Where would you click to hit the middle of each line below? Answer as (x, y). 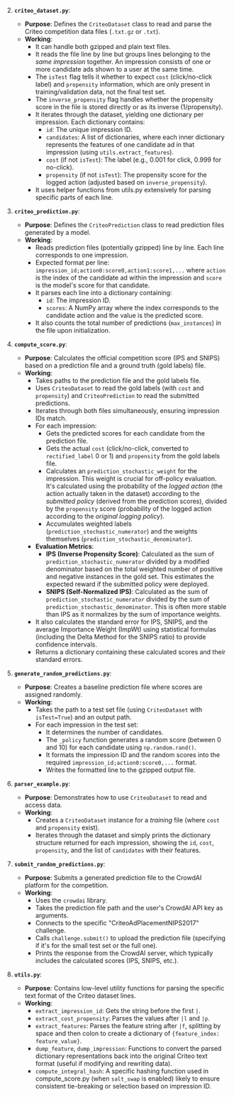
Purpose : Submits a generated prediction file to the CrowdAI (113, 878)
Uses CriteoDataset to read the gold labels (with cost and (119, 388)
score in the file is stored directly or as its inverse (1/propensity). (129, 107)
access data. (43, 805)
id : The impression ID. (78, 300)
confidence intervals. (66, 644)
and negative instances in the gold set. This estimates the (130, 577)
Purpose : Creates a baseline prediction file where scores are (113, 687)
